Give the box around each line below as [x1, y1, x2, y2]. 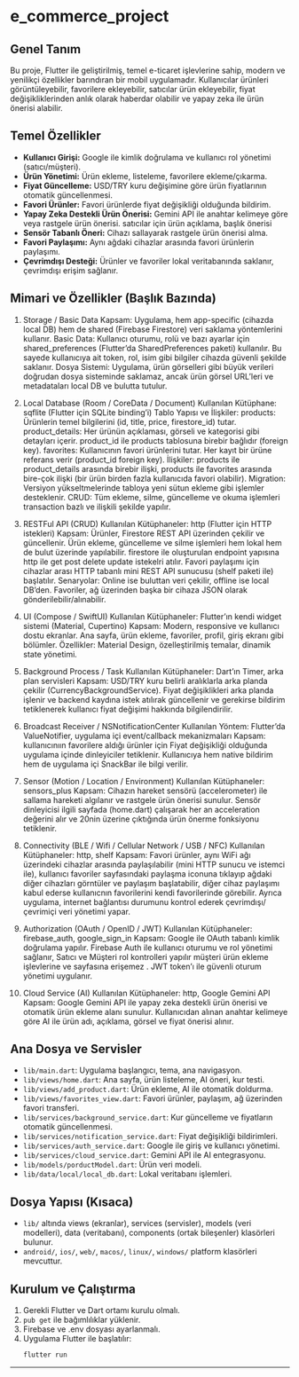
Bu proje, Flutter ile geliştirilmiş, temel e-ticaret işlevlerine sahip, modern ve [10, 65, 286, 75]
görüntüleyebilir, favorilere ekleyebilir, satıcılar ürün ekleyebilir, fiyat [10, 84, 256, 94]
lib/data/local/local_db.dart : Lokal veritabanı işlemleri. [22, 1168, 232, 1179]
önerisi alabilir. [10, 103, 63, 113]
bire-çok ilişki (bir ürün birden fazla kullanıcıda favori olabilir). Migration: [22, 473, 287, 484]
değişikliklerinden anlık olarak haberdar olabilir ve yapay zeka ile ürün [10, 93, 264, 104]
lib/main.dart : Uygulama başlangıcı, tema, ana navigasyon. [22, 1065, 242, 1075]
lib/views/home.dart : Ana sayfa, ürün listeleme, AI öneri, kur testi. [22, 1074, 265, 1085]
